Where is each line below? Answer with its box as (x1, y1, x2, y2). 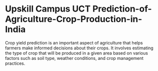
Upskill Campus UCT (5, 3, 91, 14)
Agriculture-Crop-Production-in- (5, 14, 142, 25)
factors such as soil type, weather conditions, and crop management (5, 55, 144, 61)
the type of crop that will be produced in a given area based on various (5, 50, 148, 56)
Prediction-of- (92, 3, 152, 14)
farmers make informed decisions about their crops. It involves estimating (5, 45, 154, 51)
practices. (5, 60, 25, 66)
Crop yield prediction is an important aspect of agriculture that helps (5, 40, 143, 45)
